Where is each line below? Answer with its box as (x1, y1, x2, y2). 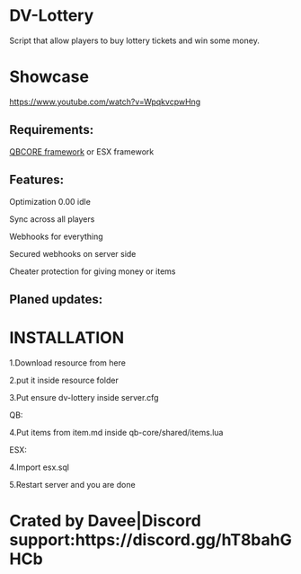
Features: (9, 172, 65, 188)
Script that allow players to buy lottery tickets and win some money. (9, 35, 261, 46)
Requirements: (9, 122, 94, 137)
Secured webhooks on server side (9, 248, 137, 259)
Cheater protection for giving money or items (9, 266, 176, 277)
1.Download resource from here (9, 357, 126, 368)
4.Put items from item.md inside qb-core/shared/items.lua (9, 427, 224, 437)
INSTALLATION (9, 328, 124, 349)
